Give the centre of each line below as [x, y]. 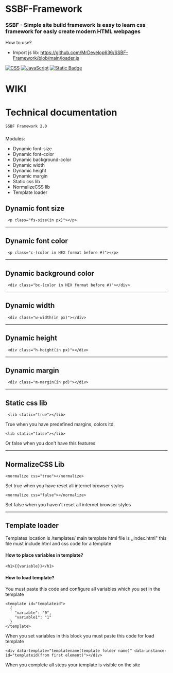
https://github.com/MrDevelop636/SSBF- [84, 52]
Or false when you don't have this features [50, 444]
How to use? [19, 43]
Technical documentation [61, 112]
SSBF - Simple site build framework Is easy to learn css [75, 25]
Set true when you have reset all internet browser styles [65, 486]
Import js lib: [26, 52]
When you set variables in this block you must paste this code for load [80, 636]
